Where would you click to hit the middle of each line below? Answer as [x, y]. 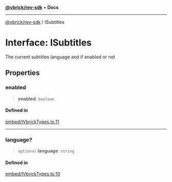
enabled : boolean [36, 99]
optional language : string [46, 151]
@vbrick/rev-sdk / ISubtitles [35, 22]
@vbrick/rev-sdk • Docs [32, 7]
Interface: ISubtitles [49, 43]
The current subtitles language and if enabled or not [60, 57]
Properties [23, 73]
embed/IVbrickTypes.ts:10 [33, 174]
